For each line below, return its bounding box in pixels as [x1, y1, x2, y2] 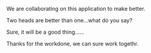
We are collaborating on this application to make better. [6, 5, 145, 12]
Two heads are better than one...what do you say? [6, 17, 133, 23]
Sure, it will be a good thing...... [6, 28, 84, 36]
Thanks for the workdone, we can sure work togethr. [6, 40, 139, 47]
